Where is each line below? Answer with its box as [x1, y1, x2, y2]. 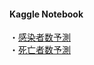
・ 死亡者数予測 [9, 44, 71, 56]
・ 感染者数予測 [9, 31, 71, 44]
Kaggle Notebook [9, 8, 84, 20]
